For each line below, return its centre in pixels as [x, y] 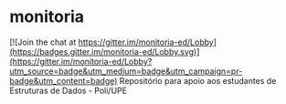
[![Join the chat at [43, 42]
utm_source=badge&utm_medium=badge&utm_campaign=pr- [126, 71]
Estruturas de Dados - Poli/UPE [69, 90]
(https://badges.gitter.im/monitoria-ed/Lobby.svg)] [105, 51]
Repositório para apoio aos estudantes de [198, 80]
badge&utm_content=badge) [64, 80]
